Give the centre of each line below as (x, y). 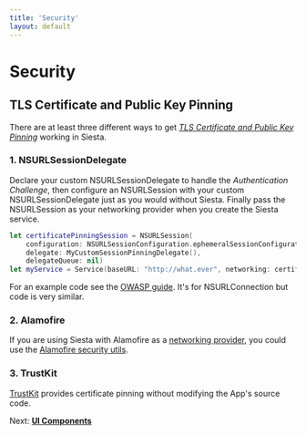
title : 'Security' (44, 18)
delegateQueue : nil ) (65, 261)
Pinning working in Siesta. (58, 137)
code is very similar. (47, 296)
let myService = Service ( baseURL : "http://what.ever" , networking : (140, 270)
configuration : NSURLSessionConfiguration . (110, 244)
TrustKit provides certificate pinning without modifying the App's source (145, 393)
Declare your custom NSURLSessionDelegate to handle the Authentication (149, 180)
